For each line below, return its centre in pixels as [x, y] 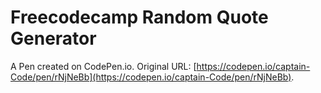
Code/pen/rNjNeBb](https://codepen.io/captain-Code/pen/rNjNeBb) [151, 77]
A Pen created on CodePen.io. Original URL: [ [103, 66]
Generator [53, 38]
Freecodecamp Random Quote [139, 17]
